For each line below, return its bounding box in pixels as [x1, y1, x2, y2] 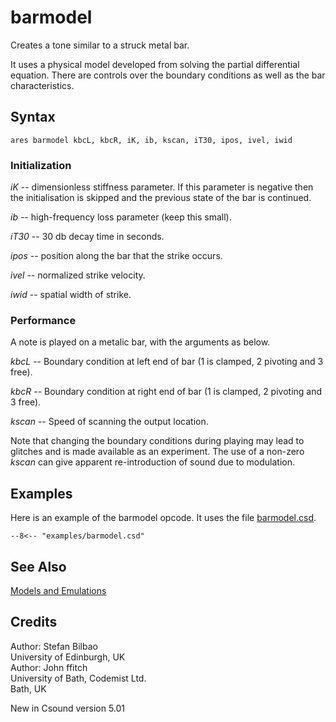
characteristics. [10, 79, 75, 91]
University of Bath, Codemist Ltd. [10, 672, 147, 684]
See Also [10, 558, 67, 575]
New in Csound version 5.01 [10, 702, 126, 714]
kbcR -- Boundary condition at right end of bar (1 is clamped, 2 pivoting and [10, 386, 323, 398]
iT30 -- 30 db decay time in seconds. [10, 231, 165, 243]
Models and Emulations [10, 584, 107, 596]
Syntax [10, 109, 56, 126]
